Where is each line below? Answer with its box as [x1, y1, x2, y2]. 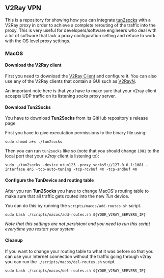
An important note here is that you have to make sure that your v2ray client [5, 88, 157, 94]
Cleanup [5, 237, 23, 243]
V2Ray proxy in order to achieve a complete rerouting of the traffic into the [5, 22, 156, 28]
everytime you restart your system [5, 226, 75, 232]
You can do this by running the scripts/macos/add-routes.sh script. [5, 203, 141, 209]
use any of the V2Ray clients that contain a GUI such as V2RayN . [5, 78, 137, 84]
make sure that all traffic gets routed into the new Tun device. [5, 193, 129, 199]
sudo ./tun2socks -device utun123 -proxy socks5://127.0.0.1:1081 [5, 163, 144, 168]
